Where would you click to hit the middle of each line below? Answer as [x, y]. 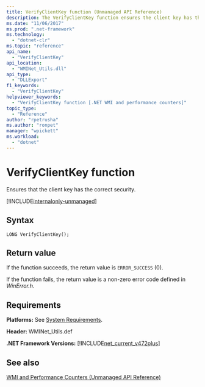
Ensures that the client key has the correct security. [71, 189]
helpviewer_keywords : [34, 97]
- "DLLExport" [30, 80]
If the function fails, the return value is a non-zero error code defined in [96, 279]
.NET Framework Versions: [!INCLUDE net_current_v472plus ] [83, 343]
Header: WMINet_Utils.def [39, 332]
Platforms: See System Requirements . [54, 320]
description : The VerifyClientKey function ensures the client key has [99, 18]
